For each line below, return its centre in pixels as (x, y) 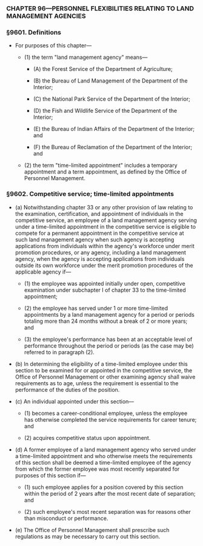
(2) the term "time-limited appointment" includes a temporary (101, 166)
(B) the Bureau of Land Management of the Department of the (110, 81)
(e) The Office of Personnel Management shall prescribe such (92, 530)
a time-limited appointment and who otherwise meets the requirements (104, 456)
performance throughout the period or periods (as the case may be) (109, 345)
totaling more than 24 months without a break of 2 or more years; (106, 321)
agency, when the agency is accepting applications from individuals (100, 258)
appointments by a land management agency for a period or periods (109, 314)
